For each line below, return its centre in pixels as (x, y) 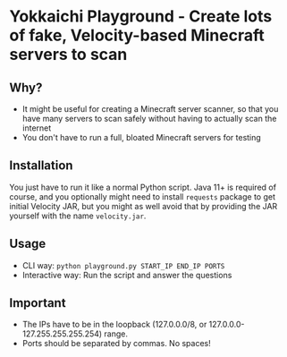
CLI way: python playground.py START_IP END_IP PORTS (123, 265)
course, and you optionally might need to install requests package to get (142, 196)
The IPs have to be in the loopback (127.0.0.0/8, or (114, 325)
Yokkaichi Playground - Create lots (141, 17)
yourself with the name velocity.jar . (78, 216)
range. (116, 334)
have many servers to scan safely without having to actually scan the (149, 119)
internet (37, 128)
